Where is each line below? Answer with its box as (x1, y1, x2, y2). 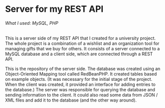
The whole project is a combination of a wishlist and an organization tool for (5, 40, 160, 46)
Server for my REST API (5, 3, 104, 15)
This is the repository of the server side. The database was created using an (5, 66, 161, 72)
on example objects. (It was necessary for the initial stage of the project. (5, 76, 153, 82)
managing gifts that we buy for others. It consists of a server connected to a (5, 46, 160, 52)
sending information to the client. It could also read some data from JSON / (5, 92, 158, 98)
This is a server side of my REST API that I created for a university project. (5, 36, 156, 41)
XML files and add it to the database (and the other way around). (5, 97, 137, 103)
